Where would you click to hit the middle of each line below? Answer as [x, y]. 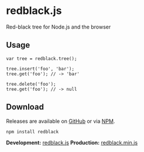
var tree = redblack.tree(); [42, 59]
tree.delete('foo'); [31, 84]
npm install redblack [32, 132]
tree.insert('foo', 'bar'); [40, 69]
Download [25, 107]
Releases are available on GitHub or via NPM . [61, 121]
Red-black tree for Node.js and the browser [59, 27]
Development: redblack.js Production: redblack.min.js [72, 142]
